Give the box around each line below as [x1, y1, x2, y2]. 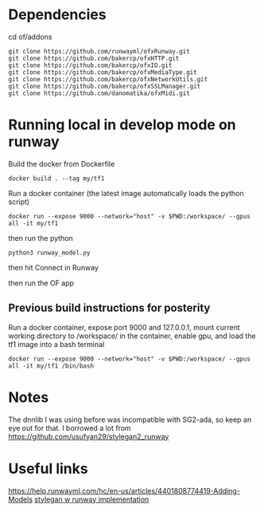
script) [8, 197, 30, 207]
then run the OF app [8, 278, 74, 288]
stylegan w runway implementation [34, 494, 149, 504]
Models [8, 494, 33, 504]
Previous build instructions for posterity [8, 301, 211, 315]
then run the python [8, 233, 73, 242]
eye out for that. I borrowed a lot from [8, 423, 131, 432]
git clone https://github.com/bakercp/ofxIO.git [8, 61, 173, 69]
